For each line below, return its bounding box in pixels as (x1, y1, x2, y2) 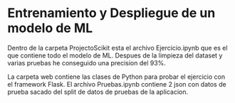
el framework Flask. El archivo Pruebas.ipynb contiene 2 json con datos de (7, 80, 226, 88)
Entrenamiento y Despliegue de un (7, 5, 216, 21)
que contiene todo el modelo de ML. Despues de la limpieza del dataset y (7, 51, 223, 60)
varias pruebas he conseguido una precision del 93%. (7, 58, 166, 67)
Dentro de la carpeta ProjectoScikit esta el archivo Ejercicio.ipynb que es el (7, 43, 228, 52)
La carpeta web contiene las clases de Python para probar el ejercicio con (7, 72, 226, 81)
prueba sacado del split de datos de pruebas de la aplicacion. (7, 87, 189, 96)
